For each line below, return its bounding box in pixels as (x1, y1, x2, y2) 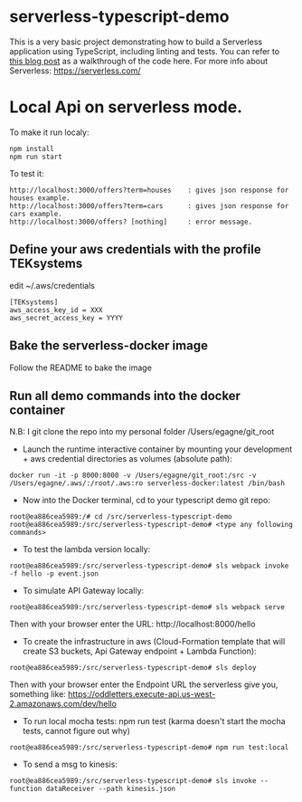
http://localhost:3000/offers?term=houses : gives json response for (9, 186, 289, 195)
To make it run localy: (9, 127, 90, 138)
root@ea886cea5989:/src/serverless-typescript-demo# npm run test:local (9, 743, 289, 752)
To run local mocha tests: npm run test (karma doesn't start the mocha (22, 716, 287, 727)
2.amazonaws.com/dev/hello (9, 699, 118, 710)
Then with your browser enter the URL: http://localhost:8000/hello (9, 618, 256, 630)
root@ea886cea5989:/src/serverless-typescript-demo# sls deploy (9, 664, 257, 673)
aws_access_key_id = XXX (9, 305, 103, 314)
